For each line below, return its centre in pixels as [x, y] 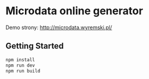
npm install [20, 60]
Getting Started [35, 46]
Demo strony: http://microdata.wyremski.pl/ [59, 27]
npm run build [23, 71]
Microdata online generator [74, 11]
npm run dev [20, 65]
